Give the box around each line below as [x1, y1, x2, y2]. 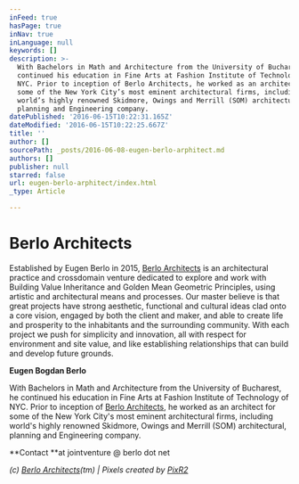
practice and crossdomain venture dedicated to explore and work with [9, 272, 267, 283]
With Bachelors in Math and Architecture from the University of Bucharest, [9, 382, 282, 393]
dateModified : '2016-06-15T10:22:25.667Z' [9, 121, 169, 130]
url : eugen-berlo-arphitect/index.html [9, 179, 158, 188]
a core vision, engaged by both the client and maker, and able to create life [9, 309, 284, 321]
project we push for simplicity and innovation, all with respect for [9, 329, 247, 340]
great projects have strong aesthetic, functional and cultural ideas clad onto [9, 300, 287, 311]
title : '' [9, 129, 46, 138]
